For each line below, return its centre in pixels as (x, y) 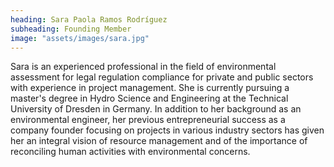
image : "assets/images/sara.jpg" (80, 38)
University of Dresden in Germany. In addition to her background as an (156, 109)
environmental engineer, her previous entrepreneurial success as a (148, 120)
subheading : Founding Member (71, 29)
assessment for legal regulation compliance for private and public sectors (162, 77)
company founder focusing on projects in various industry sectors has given (167, 130)
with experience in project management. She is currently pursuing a (150, 88)
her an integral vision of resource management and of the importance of (159, 141)
